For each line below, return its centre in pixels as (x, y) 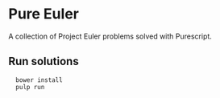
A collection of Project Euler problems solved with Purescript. (110, 36)
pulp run (30, 87)
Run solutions (44, 61)
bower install (39, 80)
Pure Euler (44, 14)
